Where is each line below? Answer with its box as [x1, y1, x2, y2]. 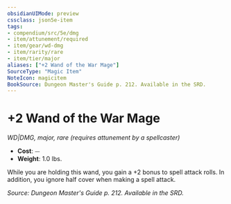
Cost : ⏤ [17, 147, 40, 156]
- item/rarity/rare [7, 49, 64, 56]
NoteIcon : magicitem [7, 74, 67, 82]
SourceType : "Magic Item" [7, 68, 82, 75]
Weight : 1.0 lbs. [17, 155, 62, 163]
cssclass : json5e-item [7, 17, 73, 24]
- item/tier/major [7, 55, 60, 62]
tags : [7, 23, 23, 30]
